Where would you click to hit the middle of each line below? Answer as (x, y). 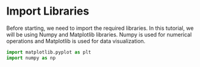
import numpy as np (31, 58)
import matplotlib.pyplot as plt (49, 52)
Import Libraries (48, 11)
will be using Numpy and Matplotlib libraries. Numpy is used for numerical (99, 34)
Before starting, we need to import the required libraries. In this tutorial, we (100, 28)
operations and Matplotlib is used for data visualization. (76, 41)
